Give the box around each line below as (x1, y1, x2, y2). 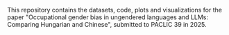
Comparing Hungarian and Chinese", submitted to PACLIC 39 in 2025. (7, 21, 207, 28)
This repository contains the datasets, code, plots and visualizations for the (7, 6, 222, 14)
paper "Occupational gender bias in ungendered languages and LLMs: (7, 13, 209, 21)
